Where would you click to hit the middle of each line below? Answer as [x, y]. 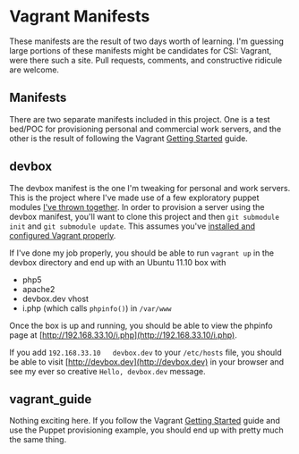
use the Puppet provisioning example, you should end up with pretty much [146, 430]
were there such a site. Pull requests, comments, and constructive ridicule [146, 60]
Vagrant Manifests [80, 17]
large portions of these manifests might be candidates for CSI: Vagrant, [141, 50]
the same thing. [38, 440]
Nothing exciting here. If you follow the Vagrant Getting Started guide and [145, 421]
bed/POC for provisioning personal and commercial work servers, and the [145, 129]
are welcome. [34, 70]
